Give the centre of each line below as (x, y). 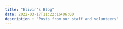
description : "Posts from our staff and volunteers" (62, 19)
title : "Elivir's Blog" (30, 10)
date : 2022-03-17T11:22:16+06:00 (40, 14)
